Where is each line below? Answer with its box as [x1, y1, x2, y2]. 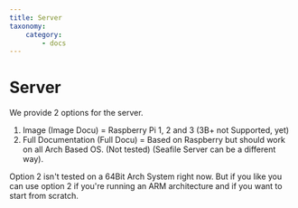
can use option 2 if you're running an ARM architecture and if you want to [9, 181, 283, 192]
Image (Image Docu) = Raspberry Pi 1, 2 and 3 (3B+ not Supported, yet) [22, 125, 290, 136]
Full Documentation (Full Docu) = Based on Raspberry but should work [22, 135, 286, 146]
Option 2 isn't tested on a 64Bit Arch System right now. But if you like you [9, 171, 283, 182]
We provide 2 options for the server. [9, 108, 144, 118]
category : [25, 30, 63, 39]
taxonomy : [9, 22, 47, 31]
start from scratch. [9, 191, 79, 202]
